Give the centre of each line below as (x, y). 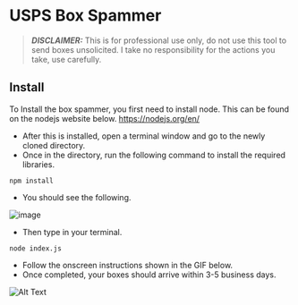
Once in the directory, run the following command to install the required (154, 155)
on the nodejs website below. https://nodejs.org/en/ (104, 118)
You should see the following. (77, 197)
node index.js (36, 248)
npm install (31, 181)
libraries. (38, 164)
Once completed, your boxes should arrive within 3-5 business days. (149, 275)
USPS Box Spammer (85, 16)
